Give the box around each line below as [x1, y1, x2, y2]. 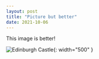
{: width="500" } [53, 46, 94, 53]
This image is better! [6, 35, 56, 42]
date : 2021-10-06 [6, 19, 49, 25]
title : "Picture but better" [6, 14, 77, 20]
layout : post [6, 8, 38, 14]
